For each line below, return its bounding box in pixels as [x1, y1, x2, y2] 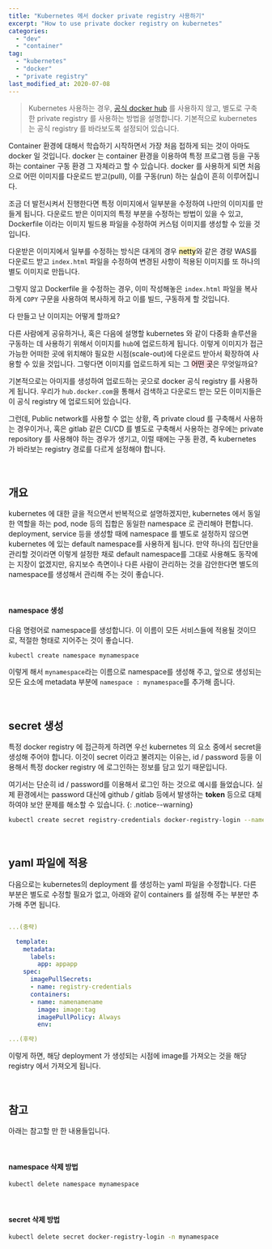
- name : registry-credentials [29, 983, 132, 991]
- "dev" [15, 34, 42, 43]
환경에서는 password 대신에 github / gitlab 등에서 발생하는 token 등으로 [16, 790, 247, 799]
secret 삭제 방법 [8, 1214, 61, 1224]
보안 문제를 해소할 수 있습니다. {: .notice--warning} [29, 800, 193, 810]
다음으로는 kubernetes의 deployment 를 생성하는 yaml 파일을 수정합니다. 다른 [8, 879, 257, 889]
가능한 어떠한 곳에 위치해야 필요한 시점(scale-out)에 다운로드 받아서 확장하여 [8, 348, 251, 358]
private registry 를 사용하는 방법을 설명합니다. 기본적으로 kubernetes [36, 113, 257, 123]
